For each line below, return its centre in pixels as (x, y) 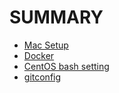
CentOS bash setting (66, 66)
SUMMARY (56, 17)
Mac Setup (46, 45)
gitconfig (42, 77)
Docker (39, 55)
